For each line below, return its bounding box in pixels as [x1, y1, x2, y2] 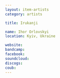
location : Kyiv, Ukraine [5, 34, 56, 39]
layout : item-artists [5, 7, 49, 12]
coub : [5, 65, 16, 70]
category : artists [5, 12, 42, 17]
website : [5, 42, 23, 48]
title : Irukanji [5, 20, 38, 25]
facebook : [5, 52, 25, 57]
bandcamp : [5, 47, 25, 52]
